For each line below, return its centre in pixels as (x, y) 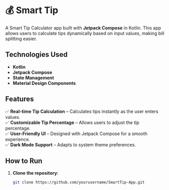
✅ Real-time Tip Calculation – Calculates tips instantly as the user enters (82, 111)
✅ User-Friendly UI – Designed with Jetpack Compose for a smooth (77, 134)
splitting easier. (21, 39)
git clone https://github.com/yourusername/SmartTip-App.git (79, 182)
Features (20, 99)
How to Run (24, 161)
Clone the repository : (36, 173)
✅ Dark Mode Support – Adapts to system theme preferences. (71, 145)
